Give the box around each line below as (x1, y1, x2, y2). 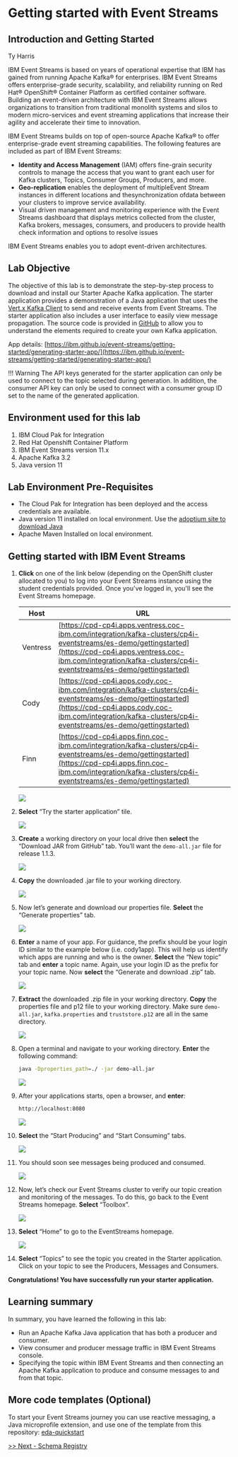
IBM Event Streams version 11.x (18, 446, 109, 454)
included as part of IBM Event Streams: (8, 147, 122, 155)
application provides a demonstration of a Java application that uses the (8, 296, 218, 305)
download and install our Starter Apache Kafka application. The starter (8, 289, 213, 297)
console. (18, 1351, 44, 1359)
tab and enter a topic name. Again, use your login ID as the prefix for (18, 960, 218, 969)
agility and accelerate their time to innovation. (8, 118, 141, 127)
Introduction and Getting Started (8, 33, 155, 45)
